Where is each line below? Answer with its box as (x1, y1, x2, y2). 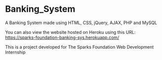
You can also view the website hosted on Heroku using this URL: (5, 29, 136, 35)
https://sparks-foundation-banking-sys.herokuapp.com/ (5, 34, 120, 40)
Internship (5, 49, 26, 55)
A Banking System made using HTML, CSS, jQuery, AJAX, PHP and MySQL (5, 20, 158, 26)
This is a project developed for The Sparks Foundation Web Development (5, 44, 154, 50)
